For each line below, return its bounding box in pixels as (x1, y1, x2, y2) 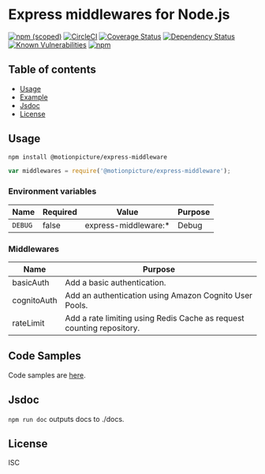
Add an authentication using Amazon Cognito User (65, 290, 253, 301)
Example (19, 92, 49, 102)
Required (42, 206, 77, 217)
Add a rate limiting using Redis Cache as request (65, 312, 244, 323)
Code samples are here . (8, 370, 86, 380)
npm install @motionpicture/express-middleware (8, 152, 168, 161)
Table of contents (8, 63, 96, 77)
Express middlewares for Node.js (8, 6, 230, 24)
